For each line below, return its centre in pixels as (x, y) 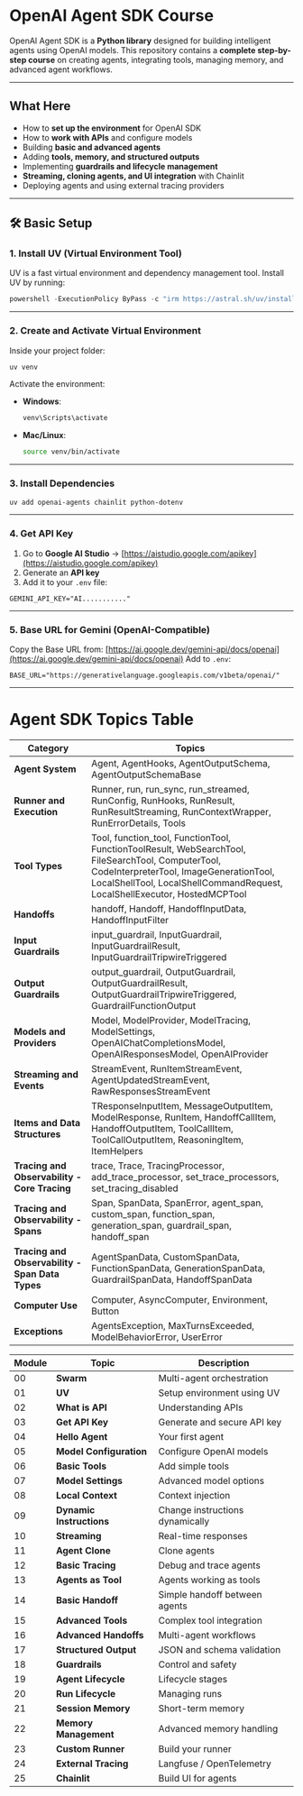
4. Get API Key (41, 534)
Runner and (40, 801)
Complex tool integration (211, 1620)
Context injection (194, 1495)
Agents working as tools (209, 1580)
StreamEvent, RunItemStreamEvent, (167, 1068)
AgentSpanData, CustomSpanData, (166, 1257)
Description (224, 1362)
